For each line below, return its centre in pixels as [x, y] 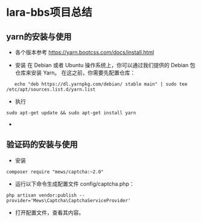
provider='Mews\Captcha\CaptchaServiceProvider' [69, 200]
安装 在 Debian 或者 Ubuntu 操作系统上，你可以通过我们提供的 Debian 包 [105, 65]
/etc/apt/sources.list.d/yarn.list [51, 90]
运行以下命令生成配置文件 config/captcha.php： [75, 184]
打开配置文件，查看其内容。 [49, 212]
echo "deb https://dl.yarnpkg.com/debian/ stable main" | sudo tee [101, 84]
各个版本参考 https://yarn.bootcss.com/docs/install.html [85, 52]
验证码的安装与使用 [42, 145]
